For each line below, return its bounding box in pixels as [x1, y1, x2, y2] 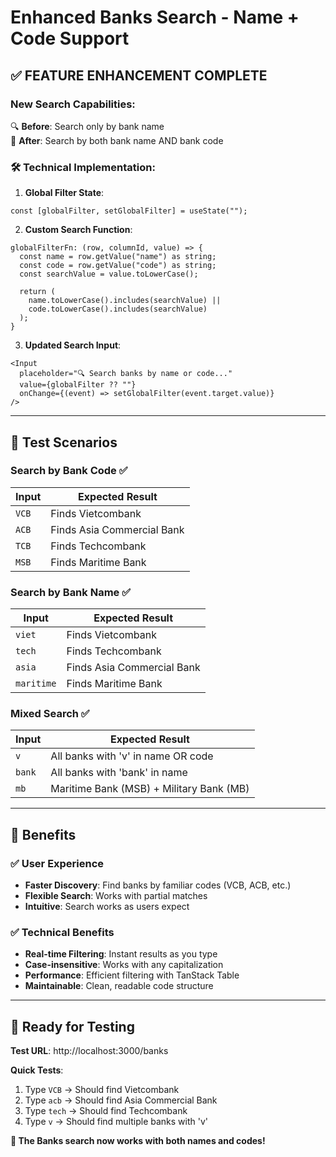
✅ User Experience [10, 856, 105, 870]
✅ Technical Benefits [10, 926, 115, 940]
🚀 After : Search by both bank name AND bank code [10, 134, 224, 146]
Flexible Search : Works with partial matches [24, 890, 208, 902]
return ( [19, 287, 56, 297]
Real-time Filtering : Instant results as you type [24, 948, 218, 960]
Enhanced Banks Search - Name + [10, 6, 300, 29]
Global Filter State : [24, 187, 105, 199]
